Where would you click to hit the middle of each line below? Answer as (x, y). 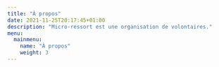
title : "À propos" (34, 14)
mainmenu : (28, 40)
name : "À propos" (45, 46)
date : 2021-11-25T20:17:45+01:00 (56, 20)
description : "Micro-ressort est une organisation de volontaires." (110, 27)
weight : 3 (35, 53)
